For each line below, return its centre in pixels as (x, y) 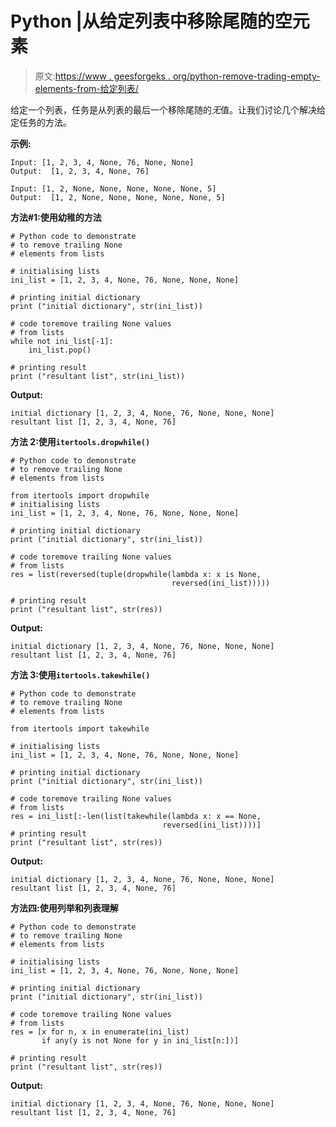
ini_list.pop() (60, 350)
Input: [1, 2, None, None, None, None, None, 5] (113, 188)
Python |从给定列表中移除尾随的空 (151, 21)
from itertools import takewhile (80, 728)
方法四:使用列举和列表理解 (64, 908)
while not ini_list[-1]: (62, 341)
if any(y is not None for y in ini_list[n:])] (140, 1040)
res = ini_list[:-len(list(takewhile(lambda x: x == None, (136, 816)
